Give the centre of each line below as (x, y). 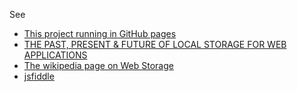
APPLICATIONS (55, 55)
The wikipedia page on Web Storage (98, 65)
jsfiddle (39, 76)
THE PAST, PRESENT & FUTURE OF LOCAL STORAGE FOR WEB (155, 44)
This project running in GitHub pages (100, 33)
